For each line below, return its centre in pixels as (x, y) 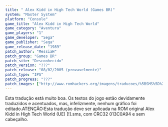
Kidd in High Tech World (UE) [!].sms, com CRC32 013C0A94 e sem (75, 114)
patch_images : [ (22, 84)
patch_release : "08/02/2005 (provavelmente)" (53, 70)
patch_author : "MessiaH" (31, 51)
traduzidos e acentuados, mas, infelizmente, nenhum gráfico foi (71, 103)
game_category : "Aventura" (33, 28)
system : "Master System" (31, 14)
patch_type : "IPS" (24, 75)
